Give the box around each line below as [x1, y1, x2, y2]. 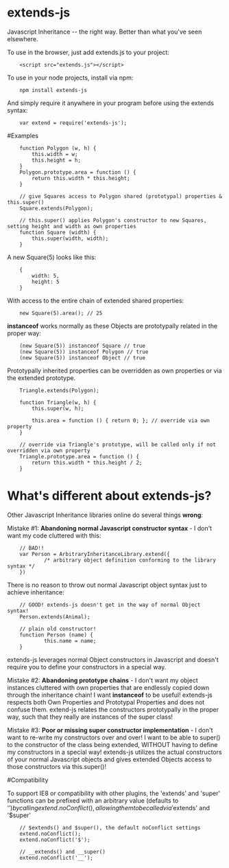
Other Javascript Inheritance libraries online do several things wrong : [7, 511, 204, 519]
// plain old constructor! [19, 625, 97, 632]
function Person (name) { [19, 631, 94, 638]
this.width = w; [32, 151, 78, 157]
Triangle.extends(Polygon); [19, 387, 99, 394]
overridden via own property [7, 447, 91, 454]
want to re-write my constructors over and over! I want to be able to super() [7, 733, 221, 742]
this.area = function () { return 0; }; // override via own [32, 417, 210, 424]
